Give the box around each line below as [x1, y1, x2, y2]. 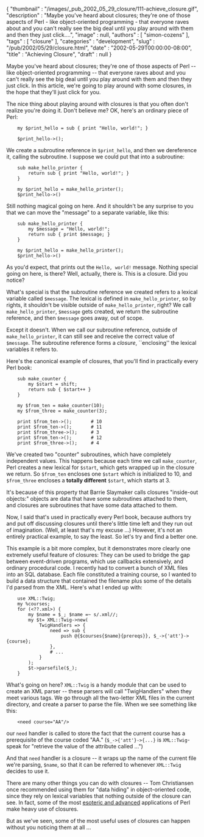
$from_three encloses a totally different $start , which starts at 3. [6, 477, 171, 484]
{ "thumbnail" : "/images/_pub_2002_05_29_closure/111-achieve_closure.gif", [6, 6, 199, 12]
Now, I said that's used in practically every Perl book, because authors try [6, 514, 192, 520]
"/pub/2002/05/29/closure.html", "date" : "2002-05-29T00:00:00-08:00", [6, 44, 192, 51]
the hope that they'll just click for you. [6, 89, 101, 95]
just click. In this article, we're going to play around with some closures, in [6, 82, 192, 89]
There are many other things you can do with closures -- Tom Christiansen [6, 780, 194, 786]
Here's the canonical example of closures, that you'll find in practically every [6, 358, 199, 364]
